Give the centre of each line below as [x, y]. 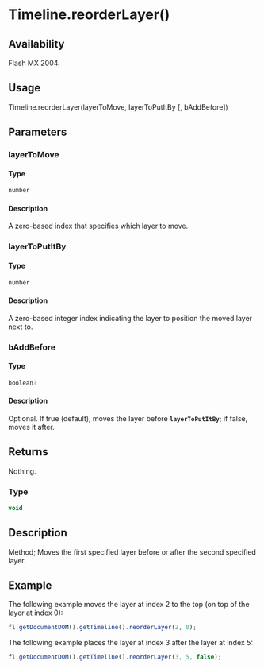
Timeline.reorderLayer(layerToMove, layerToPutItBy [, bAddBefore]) [118, 107]
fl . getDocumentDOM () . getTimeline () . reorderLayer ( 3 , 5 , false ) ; [115, 657]
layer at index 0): [36, 613]
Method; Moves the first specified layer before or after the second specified [132, 552]
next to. [21, 327]
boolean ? [23, 383]
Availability [36, 44]
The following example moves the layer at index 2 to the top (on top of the [129, 605]
